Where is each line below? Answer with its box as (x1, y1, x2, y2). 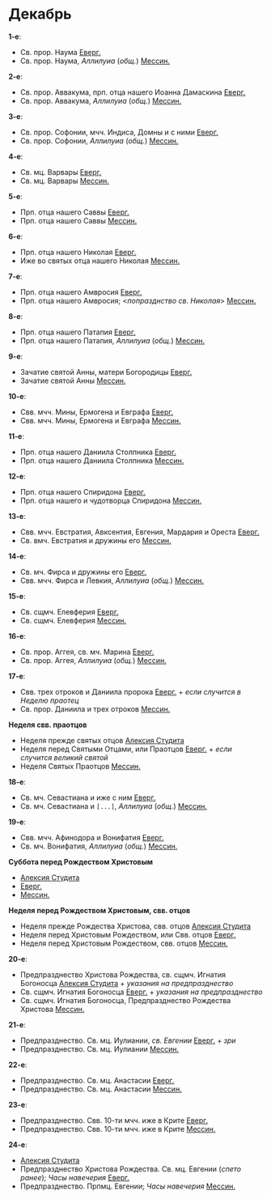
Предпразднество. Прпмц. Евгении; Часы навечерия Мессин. (19, 1181, 236, 1191)
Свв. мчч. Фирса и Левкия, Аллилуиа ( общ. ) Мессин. (19, 576, 205, 585)
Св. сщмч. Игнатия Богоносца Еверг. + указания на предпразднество (19, 987, 263, 997)
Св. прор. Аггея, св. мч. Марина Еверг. (19, 647, 155, 657)
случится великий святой (19, 752, 108, 762)
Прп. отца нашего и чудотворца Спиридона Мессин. (19, 495, 202, 505)
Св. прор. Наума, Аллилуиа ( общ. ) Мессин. (19, 56, 170, 66)
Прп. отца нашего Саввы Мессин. (19, 215, 138, 225)
